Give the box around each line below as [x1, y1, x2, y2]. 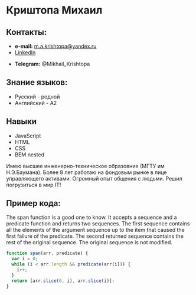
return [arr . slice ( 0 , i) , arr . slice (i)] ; [11, 278, 115, 284]
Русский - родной [14, 93, 60, 100]
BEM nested [14, 151, 44, 158]
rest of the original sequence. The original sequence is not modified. [6, 239, 173, 246]
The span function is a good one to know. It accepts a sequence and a [6, 214, 177, 221]
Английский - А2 [14, 99, 57, 106]
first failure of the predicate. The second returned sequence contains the [6, 232, 184, 240]
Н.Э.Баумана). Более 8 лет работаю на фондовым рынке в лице [6, 169, 167, 176]
